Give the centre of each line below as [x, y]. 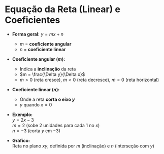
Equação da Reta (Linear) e [62, 9]
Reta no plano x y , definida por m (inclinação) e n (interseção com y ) [83, 146]
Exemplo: [22, 114]
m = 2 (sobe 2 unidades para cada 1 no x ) [56, 125]
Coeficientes [32, 20]
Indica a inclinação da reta [48, 69]
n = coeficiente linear [43, 49]
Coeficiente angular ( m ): [39, 59]
